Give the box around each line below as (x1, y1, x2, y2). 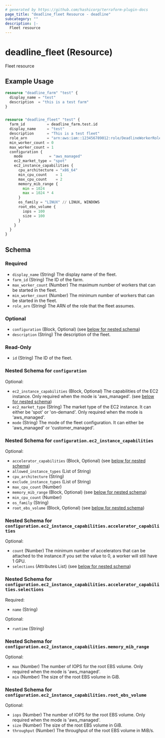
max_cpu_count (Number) (12, 484, 62, 490)
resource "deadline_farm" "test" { (5, 90, 78, 95)
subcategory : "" (5, 16, 38, 21)
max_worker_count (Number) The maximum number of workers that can (12, 282, 156, 288)
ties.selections (5, 587, 44, 593)
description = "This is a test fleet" (9, 131, 100, 136)
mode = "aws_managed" (14, 154, 82, 159)
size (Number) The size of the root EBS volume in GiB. (12, 722, 123, 728)
